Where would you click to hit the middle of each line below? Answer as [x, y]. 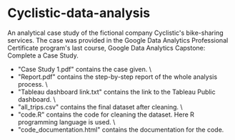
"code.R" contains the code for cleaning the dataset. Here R [106, 114]
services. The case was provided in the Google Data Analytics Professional [118, 40]
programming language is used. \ [66, 122]
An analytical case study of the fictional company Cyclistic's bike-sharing [115, 33]
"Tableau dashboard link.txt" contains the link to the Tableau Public [116, 92]
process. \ [32, 84]
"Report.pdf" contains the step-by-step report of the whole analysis [117, 77]
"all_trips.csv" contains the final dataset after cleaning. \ [100, 107]
